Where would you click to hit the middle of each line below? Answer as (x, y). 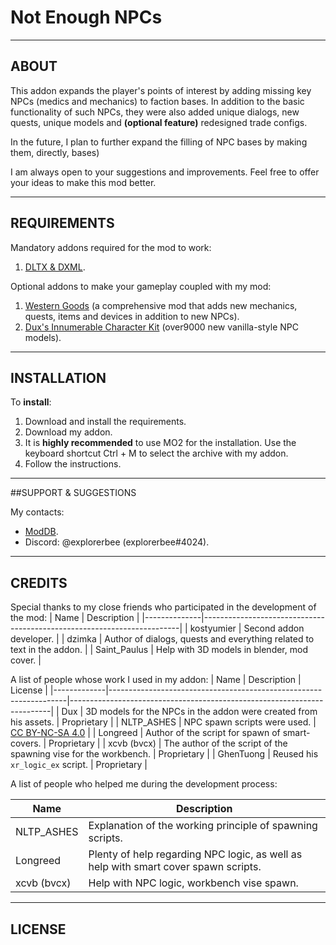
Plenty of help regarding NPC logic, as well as (195, 854)
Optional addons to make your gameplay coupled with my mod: (141, 286)
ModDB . (41, 532)
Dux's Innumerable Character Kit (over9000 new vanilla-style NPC (161, 327)
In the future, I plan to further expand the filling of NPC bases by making (159, 142)
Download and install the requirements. (105, 422)
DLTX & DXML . (55, 267)
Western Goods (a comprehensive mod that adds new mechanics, (161, 305)
